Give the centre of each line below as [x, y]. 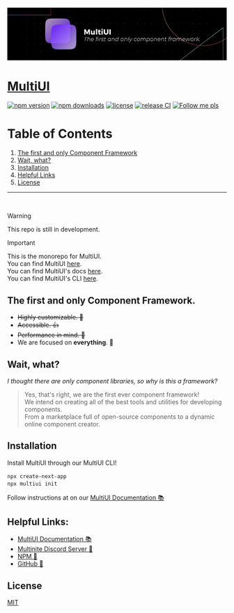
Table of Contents [60, 134]
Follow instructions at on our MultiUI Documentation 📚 [86, 497]
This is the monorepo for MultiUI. [55, 256]
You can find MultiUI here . [45, 264]
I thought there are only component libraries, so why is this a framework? [112, 381]
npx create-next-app [37, 476]
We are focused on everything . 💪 [65, 342]
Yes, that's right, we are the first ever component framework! [112, 395]
